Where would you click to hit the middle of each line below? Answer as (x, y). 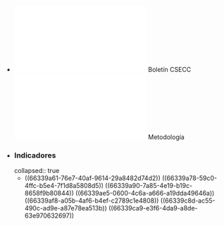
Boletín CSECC (169, 70)
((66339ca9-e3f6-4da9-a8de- (153, 208)
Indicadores (35, 155)
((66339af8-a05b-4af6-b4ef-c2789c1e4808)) (92, 201)
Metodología (166, 137)
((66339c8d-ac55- (188, 201)
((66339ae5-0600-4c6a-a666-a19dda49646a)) (145, 194)
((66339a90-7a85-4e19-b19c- (149, 186)
